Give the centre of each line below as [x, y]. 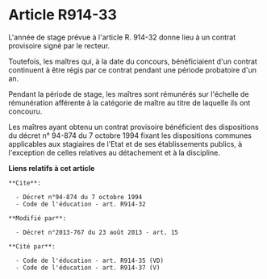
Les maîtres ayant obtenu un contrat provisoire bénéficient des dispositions [134, 127]
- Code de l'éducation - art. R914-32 [81, 204]
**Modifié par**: [38, 218]
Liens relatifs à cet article [52, 168]
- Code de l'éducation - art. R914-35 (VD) [90, 260]
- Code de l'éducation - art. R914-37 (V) [88, 268]
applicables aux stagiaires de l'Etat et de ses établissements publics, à [125, 144]
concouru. [25, 111]
